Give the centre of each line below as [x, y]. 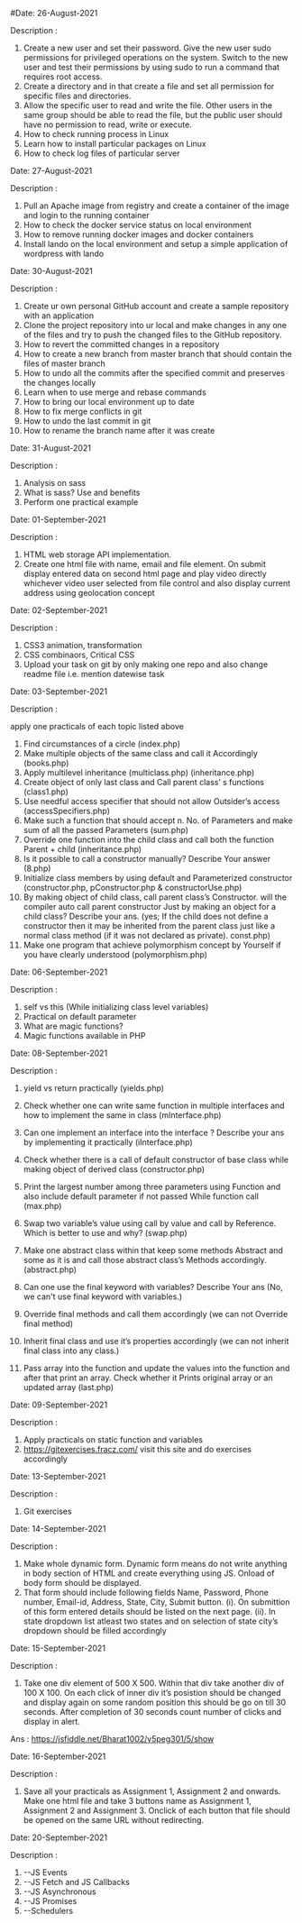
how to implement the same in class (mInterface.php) [122, 1115]
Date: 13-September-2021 [58, 1476]
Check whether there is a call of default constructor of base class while [156, 1159]
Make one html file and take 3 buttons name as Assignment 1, [137, 1801]
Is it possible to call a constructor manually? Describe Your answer [147, 859]
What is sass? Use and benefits [82, 492]
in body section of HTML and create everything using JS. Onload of [149, 1573]
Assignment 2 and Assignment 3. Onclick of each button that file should [157, 1810]
